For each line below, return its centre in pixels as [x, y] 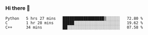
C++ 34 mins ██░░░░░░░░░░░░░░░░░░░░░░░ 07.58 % [74, 27]
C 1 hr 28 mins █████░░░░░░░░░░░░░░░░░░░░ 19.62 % [74, 23]
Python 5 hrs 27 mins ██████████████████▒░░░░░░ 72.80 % [74, 19]
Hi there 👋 [18, 8]
